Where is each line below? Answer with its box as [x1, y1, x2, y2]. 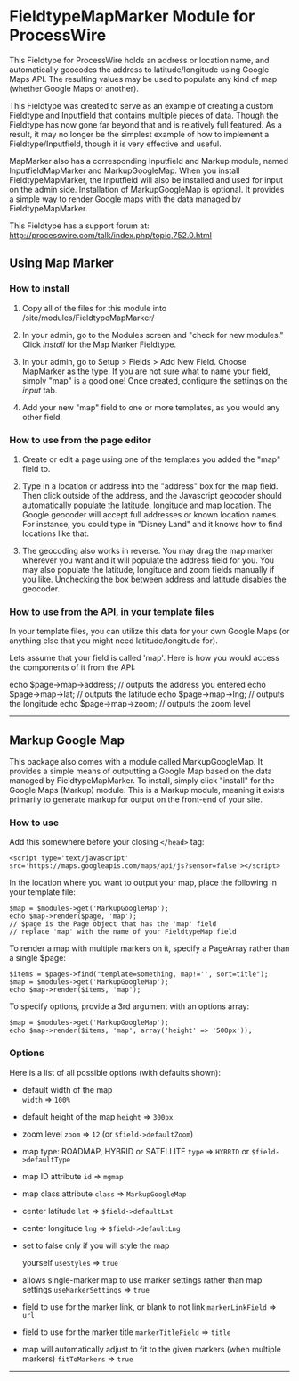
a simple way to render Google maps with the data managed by [9, 194, 242, 204]
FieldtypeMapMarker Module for [9, 6, 255, 27]
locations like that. [21, 528, 90, 539]
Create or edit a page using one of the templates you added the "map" [21, 453, 281, 465]
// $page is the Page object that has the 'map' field [9, 920, 217, 929]
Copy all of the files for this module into [21, 302, 167, 313]
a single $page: [9, 953, 67, 963]
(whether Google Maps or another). [9, 83, 140, 94]
